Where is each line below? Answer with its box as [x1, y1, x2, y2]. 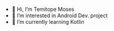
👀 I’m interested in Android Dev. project [11, 12, 108, 19]
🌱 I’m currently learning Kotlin [11, 18, 84, 25]
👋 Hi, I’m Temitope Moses [11, 6, 75, 13]
